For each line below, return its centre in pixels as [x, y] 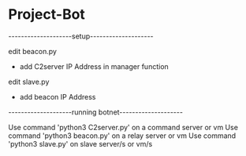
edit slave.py [29, 82]
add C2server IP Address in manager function [94, 66]
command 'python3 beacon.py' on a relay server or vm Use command [122, 136]
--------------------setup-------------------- [81, 36]
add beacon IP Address [58, 96]
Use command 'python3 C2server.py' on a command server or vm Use [123, 127]
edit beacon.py [33, 51]
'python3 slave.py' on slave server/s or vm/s [80, 143]
